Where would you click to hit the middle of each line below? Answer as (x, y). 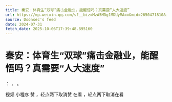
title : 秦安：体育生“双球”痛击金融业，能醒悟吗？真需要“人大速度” (67, 10)
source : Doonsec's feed (31, 19)
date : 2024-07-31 (24, 24)
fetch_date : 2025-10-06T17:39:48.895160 (49, 29)
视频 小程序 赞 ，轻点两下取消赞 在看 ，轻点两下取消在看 (64, 94)
